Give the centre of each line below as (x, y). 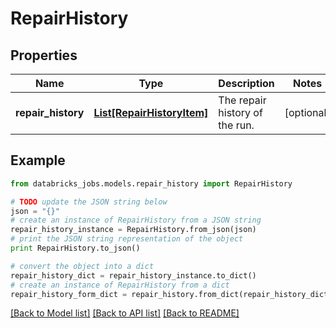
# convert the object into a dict (82, 266)
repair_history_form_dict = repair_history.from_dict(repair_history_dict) (171, 294)
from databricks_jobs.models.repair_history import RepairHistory (151, 183)
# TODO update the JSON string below (89, 202)
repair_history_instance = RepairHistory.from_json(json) (133, 230)
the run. (236, 125)
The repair (242, 100)
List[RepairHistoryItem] (151, 112)
